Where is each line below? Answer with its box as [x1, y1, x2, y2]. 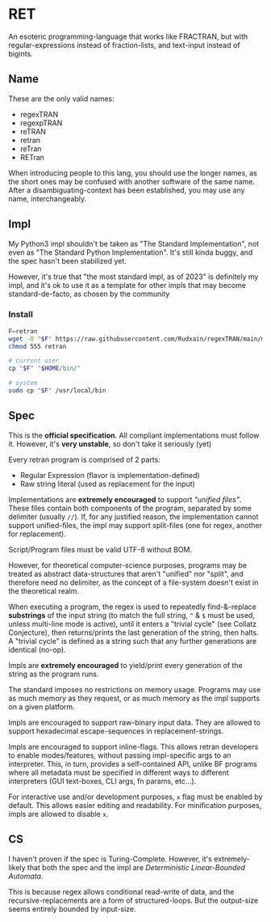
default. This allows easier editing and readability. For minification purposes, [8, 800, 262, 810]
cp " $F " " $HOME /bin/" [8, 365, 81, 373]
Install [8, 309, 34, 320]
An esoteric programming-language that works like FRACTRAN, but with [8, 32, 248, 41]
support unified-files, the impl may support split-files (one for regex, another [8, 520, 262, 530]
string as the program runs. [8, 669, 99, 679]
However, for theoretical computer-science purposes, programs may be [8, 560, 248, 570]
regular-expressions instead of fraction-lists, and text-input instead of [8, 40, 240, 49]
